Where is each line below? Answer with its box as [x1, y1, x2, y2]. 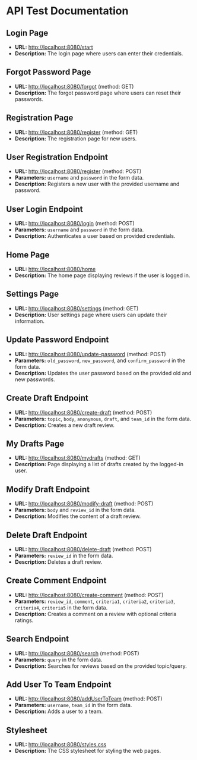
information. [14, 317, 45, 325]
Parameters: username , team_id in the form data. [14, 702, 132, 709]
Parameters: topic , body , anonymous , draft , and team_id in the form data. [14, 415, 192, 422]
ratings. [14, 617, 34, 624]
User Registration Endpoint [6, 152, 109, 162]
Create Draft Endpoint [6, 393, 88, 403]
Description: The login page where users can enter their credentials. [14, 50, 183, 57]
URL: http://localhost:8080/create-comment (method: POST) [14, 591, 164, 598]
